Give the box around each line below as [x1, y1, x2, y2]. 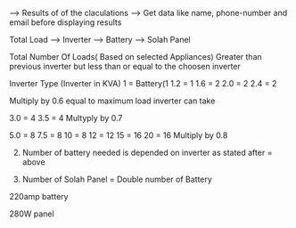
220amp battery [9, 191, 69, 201]
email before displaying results [9, 17, 122, 28]
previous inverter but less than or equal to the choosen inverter [9, 61, 241, 71]
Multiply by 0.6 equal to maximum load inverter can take [9, 95, 216, 106]
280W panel [9, 208, 55, 219]
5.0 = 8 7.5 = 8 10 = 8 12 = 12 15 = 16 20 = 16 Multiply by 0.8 [9, 130, 228, 141]
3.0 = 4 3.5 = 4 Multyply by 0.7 [9, 113, 123, 123]
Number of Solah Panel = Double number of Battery [21, 174, 212, 184]
